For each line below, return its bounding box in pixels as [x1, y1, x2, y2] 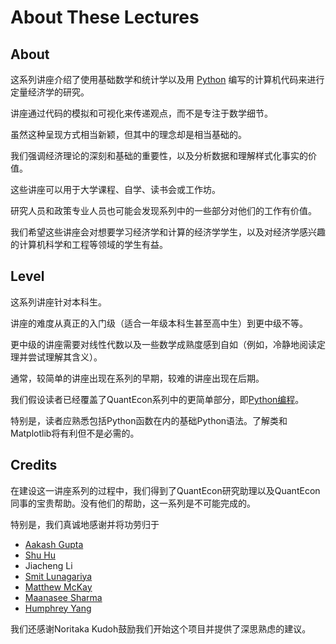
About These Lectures [10, 6, 200, 29]
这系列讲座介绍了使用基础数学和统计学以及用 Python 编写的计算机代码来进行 [10, 74, 325, 85]
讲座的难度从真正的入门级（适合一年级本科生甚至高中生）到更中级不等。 [10, 317, 308, 329]
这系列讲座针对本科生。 [10, 296, 107, 308]
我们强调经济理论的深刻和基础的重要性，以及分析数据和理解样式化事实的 [10, 150, 308, 161]
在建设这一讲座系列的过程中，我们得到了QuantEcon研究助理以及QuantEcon [10, 484, 321, 496]
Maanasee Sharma [24, 591, 103, 603]
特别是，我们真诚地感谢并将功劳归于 [10, 518, 160, 530]
